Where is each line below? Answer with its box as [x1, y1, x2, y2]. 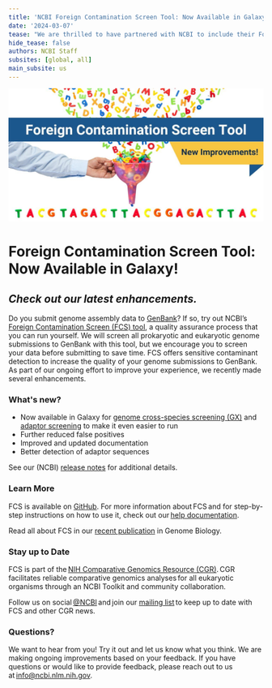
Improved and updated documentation [19, 438, 148, 448]
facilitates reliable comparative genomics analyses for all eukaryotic [8, 573, 234, 583]
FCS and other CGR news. [8, 606, 96, 616]
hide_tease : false [8, 39, 70, 47]
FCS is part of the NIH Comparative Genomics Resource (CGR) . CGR [8, 565, 236, 574]
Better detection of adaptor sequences [19, 447, 150, 457]
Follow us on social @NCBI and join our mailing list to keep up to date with [8, 597, 253, 608]
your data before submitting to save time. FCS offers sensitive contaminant [8, 348, 258, 358]
